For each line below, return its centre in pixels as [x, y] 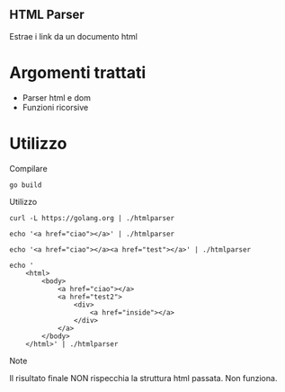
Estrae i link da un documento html [73, 36]
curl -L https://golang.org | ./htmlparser [92, 218]
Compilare [28, 168]
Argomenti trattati [78, 73]
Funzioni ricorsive [55, 107]
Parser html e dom [57, 97]
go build [26, 185]
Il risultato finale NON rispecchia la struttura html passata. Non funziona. [143, 378]
